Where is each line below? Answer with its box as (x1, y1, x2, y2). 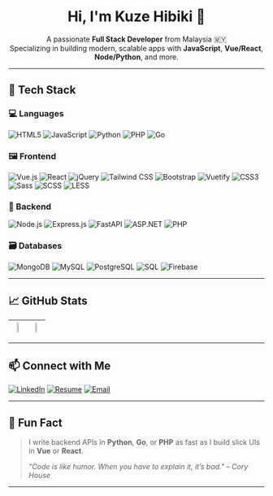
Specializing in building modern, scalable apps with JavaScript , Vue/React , (9, 43, 264, 53)
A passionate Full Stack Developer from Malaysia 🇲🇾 (45, 34, 227, 44)
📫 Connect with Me (8, 359, 111, 372)
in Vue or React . (28, 446, 84, 455)
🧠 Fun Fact (8, 416, 63, 429)
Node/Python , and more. (94, 52, 179, 62)
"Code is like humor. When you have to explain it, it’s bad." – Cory (28, 461, 249, 471)
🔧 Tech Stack (8, 83, 76, 97)
